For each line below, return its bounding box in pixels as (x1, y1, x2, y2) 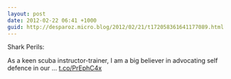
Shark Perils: (7, 43, 45, 51)
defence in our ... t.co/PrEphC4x (7, 64, 102, 73)
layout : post (7, 10, 46, 18)
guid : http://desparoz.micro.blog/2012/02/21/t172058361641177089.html (7, 23, 224, 30)
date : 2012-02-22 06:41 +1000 (7, 17, 97, 24)
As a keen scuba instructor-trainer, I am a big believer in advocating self (7, 56, 218, 65)
